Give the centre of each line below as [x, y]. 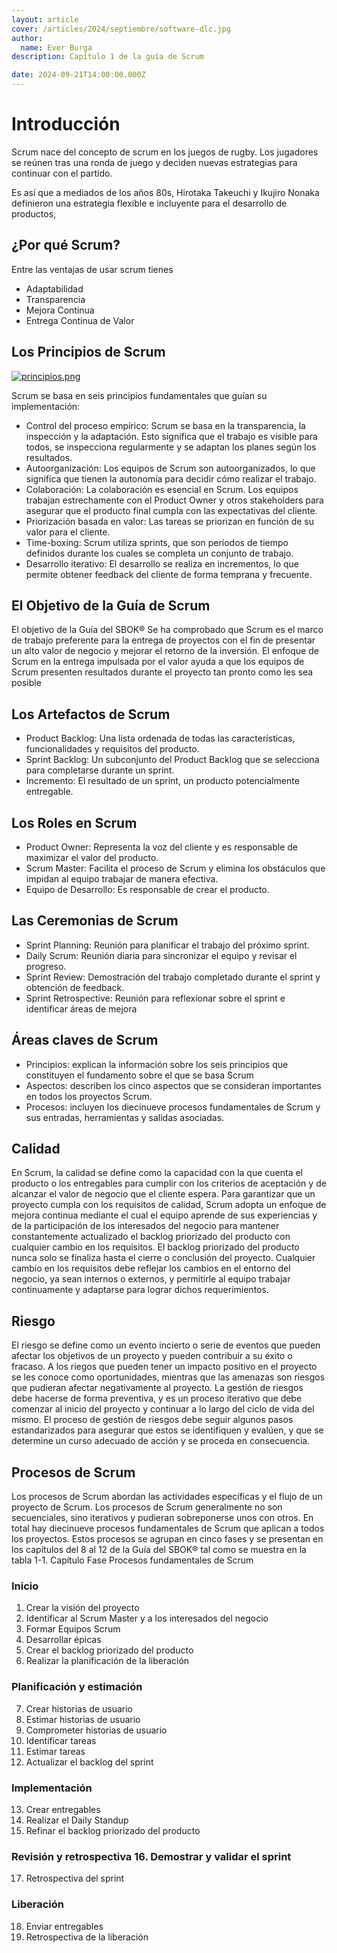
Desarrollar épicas [63, 1640]
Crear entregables [63, 1809]
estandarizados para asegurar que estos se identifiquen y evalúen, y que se [167, 1430]
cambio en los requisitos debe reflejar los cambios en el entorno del [151, 1268]
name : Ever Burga [56, 47]
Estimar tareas [55, 1751]
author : [27, 38]
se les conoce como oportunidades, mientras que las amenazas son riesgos [168, 1377]
